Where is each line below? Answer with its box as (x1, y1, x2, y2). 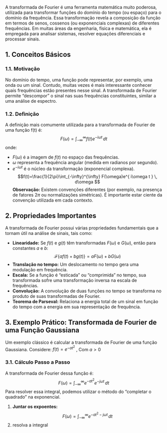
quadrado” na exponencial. (5, 394, 61, 400)
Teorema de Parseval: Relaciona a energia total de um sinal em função (12, 298, 159, 304)
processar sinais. (5, 36, 40, 42)
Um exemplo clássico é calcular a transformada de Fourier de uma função (5, 339, 158, 345)
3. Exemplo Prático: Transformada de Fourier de (5, 318, 157, 327)
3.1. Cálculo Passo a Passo (5, 359, 71, 366)
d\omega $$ (74, 179, 101, 185)
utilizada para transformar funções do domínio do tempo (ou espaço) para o (5, 9, 162, 15)
